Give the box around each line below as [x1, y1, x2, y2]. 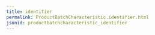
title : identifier [6, 8, 52, 15]
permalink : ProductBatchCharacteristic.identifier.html [6, 14, 149, 20]
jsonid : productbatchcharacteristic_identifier [6, 20, 128, 26]
